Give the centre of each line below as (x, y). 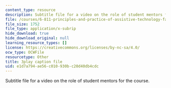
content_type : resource (31, 10)
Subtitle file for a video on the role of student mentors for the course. (78, 81)
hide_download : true (27, 33)
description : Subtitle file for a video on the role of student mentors (84, 15)
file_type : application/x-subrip (41, 29)
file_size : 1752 (22, 24)
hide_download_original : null (37, 38)
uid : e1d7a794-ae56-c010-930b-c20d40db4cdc (52, 66)
